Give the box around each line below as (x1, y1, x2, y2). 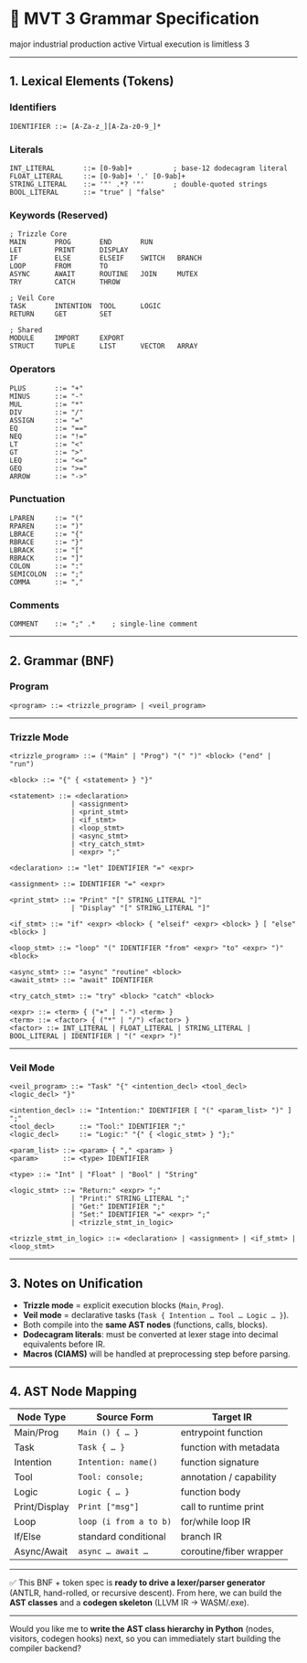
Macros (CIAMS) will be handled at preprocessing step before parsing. (22, 1348, 291, 1359)
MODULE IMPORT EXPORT (9, 334, 125, 343)
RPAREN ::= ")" (9, 521, 84, 531)
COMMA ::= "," (9, 577, 84, 586)
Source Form (96, 1411, 153, 1423)
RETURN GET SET (9, 310, 112, 319)
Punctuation (9, 493, 66, 506)
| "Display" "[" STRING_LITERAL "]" (70, 904, 210, 913)
